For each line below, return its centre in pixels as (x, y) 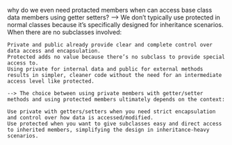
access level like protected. (51, 81)
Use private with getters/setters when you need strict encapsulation (111, 112)
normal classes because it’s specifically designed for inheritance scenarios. (115, 25)
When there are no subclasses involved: (65, 32)
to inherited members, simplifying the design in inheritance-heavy (108, 130)
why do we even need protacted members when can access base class (110, 10)
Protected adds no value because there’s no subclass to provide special (116, 57)
